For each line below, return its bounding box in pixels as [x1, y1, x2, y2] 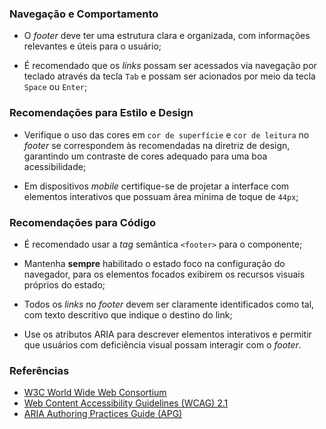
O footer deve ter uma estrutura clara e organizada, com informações [23, 30, 311, 42]
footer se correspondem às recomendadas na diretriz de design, [23, 139, 291, 151]
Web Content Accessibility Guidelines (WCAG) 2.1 [23, 397, 229, 409]
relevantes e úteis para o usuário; [23, 40, 162, 52]
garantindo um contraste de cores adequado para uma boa [23, 150, 268, 162]
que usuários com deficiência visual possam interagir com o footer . [23, 338, 302, 351]
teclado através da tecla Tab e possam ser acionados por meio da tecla [23, 70, 316, 82]
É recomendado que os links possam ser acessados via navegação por [23, 60, 317, 72]
